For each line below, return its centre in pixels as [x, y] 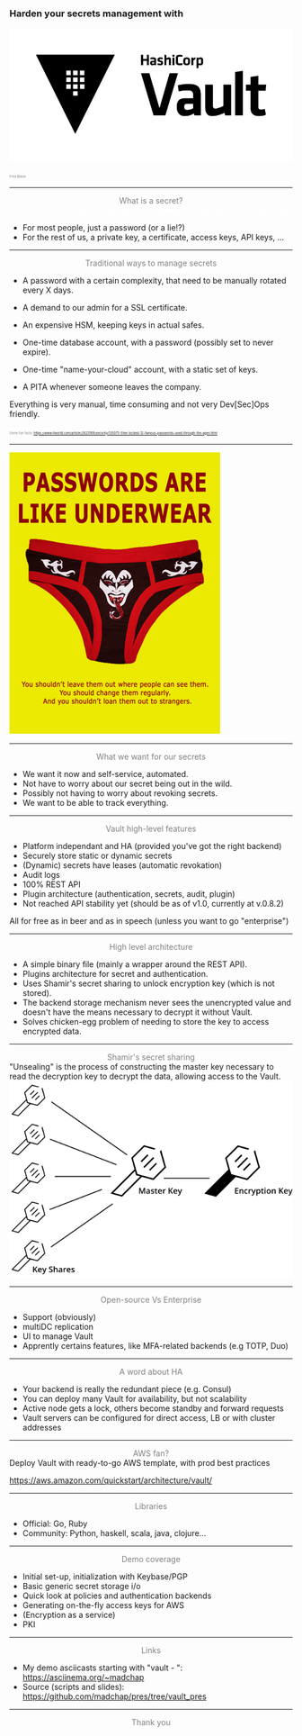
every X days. [48, 290]
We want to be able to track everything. [95, 802]
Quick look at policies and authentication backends [117, 1596]
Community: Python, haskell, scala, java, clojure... [114, 1533]
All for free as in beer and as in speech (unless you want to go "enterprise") [149, 920]
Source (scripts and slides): [73, 1686]
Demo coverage [151, 1559]
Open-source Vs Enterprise [151, 1299]
